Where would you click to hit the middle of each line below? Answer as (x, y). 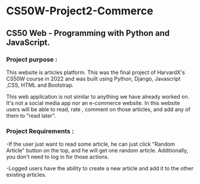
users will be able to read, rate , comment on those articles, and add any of (99, 109)
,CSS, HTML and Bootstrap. (40, 85)
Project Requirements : (40, 131)
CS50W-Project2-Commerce (80, 11)
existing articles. (26, 175)
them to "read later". (31, 115)
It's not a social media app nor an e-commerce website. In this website (93, 103)
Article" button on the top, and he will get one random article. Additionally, (97, 151)
